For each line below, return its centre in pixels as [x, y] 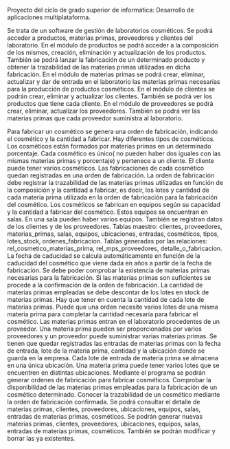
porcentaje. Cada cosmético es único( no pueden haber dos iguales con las [114, 153]
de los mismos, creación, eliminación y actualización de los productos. [107, 52]
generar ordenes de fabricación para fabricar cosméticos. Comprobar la [109, 380]
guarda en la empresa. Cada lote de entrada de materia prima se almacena [113, 358]
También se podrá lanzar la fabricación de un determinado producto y [106, 60]
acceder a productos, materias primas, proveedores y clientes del [100, 38]
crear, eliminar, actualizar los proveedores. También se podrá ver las [104, 111]
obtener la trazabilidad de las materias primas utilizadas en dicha [99, 67]
